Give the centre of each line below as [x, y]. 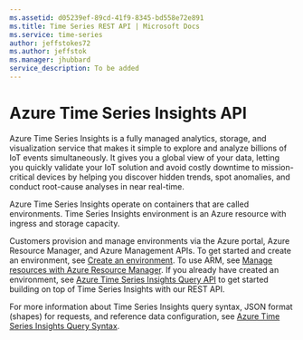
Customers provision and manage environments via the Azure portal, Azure [150, 240]
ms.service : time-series [56, 34]
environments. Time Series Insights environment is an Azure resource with [148, 213]
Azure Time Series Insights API [128, 113]
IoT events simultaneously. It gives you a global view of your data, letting [145, 157]
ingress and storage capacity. [65, 223]
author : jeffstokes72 [50, 43]
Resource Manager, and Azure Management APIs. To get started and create [151, 250]
